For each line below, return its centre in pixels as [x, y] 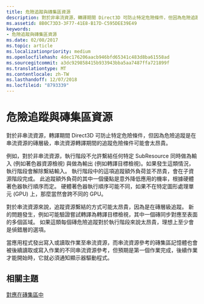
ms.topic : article [29, 46]
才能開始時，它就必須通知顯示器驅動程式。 [59, 257]
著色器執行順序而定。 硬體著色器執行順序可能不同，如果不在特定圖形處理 [97, 186]
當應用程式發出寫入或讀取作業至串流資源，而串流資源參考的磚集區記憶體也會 [102, 242]
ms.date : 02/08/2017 [32, 40]
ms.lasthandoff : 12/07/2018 [42, 80]
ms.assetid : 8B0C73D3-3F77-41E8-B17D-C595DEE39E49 [72, 23]
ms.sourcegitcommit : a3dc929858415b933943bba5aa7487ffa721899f [88, 63]
